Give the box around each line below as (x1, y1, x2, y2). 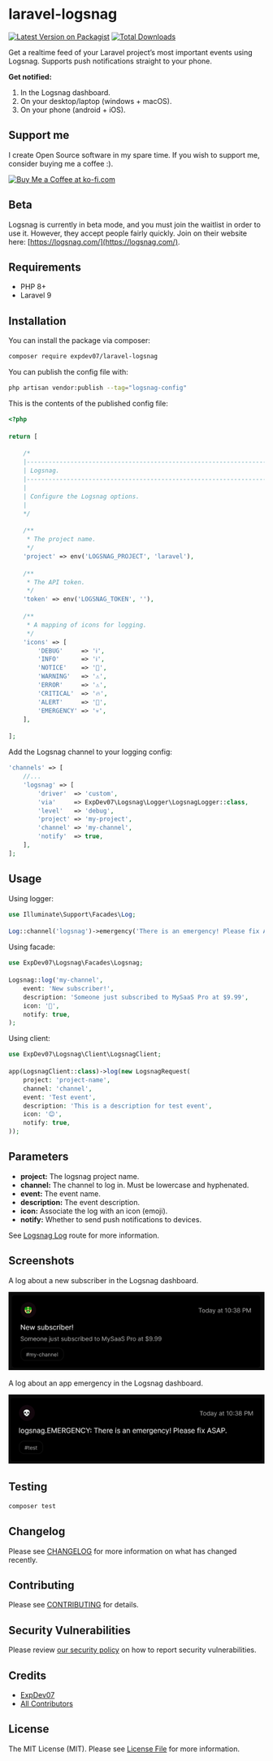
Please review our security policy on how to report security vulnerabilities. (8, 1645, 257, 1655)
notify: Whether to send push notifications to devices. (19, 1214, 201, 1224)
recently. (8, 1555, 38, 1564)
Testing (8, 1480, 48, 1494)
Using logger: (8, 893, 54, 903)
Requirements (8, 260, 81, 274)
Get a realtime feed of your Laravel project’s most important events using (8, 47, 253, 57)
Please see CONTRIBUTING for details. (8, 1600, 140, 1610)
